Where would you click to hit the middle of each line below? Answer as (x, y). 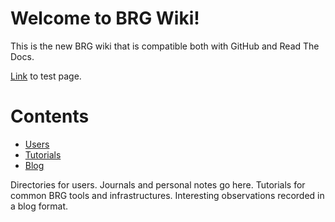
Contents (50, 116)
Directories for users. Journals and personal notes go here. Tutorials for (158, 184)
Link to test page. (46, 76)
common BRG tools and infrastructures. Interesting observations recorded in (167, 195)
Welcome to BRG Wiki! (105, 18)
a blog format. (39, 206)
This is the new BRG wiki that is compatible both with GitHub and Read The (165, 46)
